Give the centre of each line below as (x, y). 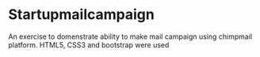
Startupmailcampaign (81, 15)
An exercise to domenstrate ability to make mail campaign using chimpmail (130, 36)
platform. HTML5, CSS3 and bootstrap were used (89, 44)
